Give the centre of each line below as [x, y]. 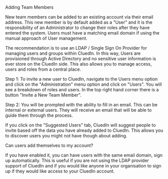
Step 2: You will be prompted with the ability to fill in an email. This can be [81, 105]
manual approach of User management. [46, 38]
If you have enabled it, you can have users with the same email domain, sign [84, 155]
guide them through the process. [39, 115]
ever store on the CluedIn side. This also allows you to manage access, [78, 64]
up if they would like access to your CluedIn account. [60, 171]
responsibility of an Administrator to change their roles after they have [77, 28]
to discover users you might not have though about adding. [66, 136]
